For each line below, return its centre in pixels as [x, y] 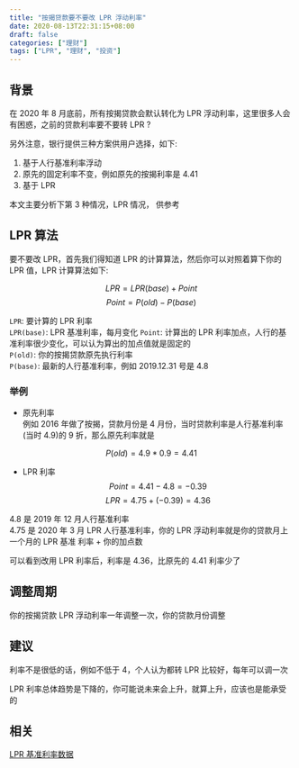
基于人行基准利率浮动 [62, 162]
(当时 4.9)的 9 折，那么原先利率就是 [88, 435]
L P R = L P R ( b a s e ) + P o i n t [151, 288]
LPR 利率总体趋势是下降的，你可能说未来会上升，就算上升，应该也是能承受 [148, 689]
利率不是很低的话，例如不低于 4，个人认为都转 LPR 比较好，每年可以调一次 [149, 669]
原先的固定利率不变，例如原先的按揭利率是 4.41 [110, 174]
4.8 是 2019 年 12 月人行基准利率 [69, 520]
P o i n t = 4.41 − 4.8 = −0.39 [158, 486]
